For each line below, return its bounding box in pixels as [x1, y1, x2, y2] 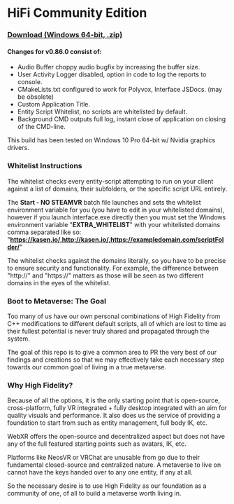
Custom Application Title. [17, 100, 91, 109]
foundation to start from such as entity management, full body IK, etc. [7, 418, 207, 427]
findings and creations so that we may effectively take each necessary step [7, 355, 225, 364]
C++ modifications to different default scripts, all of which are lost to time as [7, 319, 227, 327]
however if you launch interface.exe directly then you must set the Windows [7, 212, 226, 222]
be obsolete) [17, 93, 54, 101]
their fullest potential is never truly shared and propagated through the [7, 327, 210, 335]
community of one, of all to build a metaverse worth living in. [7, 489, 182, 498]
